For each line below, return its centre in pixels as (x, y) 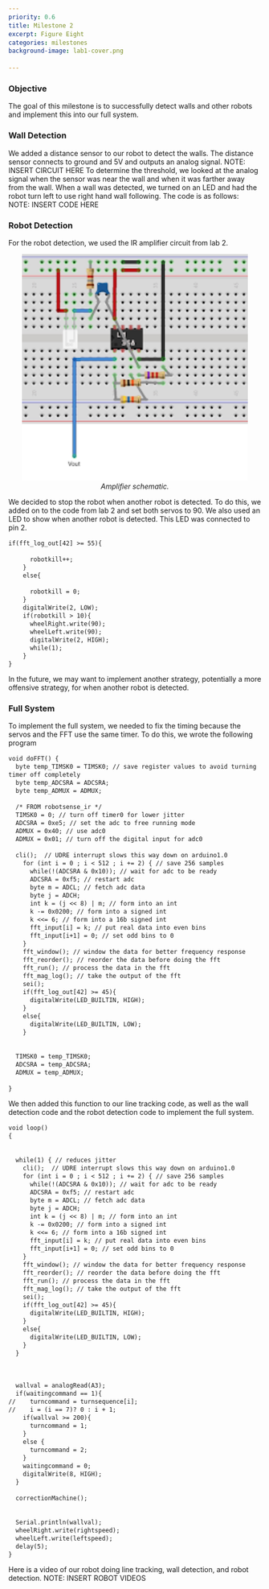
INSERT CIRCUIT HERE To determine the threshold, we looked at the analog (133, 170)
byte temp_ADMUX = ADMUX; (59, 791)
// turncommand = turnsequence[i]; (73, 1402)
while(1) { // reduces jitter (66, 1160)
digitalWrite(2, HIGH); (69, 640)
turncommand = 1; (59, 1426)
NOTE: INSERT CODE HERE (53, 204)
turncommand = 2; (59, 1450)
